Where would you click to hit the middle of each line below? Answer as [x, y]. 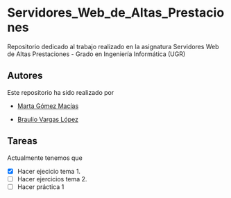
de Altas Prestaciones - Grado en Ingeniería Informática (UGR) [96, 54]
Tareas [23, 141]
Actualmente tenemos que [45, 158]
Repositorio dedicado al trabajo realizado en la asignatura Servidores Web [113, 46]
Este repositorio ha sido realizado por [61, 92]
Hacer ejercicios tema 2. [52, 179]
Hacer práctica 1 [41, 187]
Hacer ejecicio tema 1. [49, 171]
